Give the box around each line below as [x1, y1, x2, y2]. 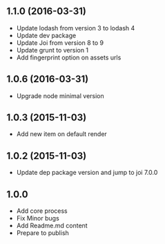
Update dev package [16, 31, 77, 39]
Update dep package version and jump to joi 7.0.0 [16, 169, 158, 177]
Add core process [16, 207, 68, 215]
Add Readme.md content [16, 221, 88, 230]
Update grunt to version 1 [16, 46, 89, 54]
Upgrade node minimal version [16, 91, 104, 100]
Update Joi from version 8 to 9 [16, 38, 104, 47]
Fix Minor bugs [16, 214, 59, 223]
